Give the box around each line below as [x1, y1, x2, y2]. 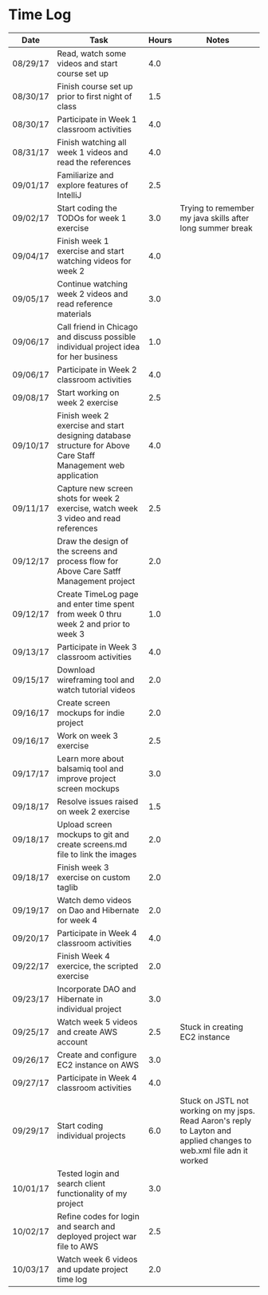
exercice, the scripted [57, 960, 139, 971]
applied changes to [179, 1135, 252, 1146]
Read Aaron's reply [179, 1115, 252, 1126]
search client [57, 1178, 106, 1189]
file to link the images [57, 848, 137, 859]
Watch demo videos [57, 894, 132, 906]
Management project [57, 575, 136, 586]
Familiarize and [57, 169, 114, 180]
